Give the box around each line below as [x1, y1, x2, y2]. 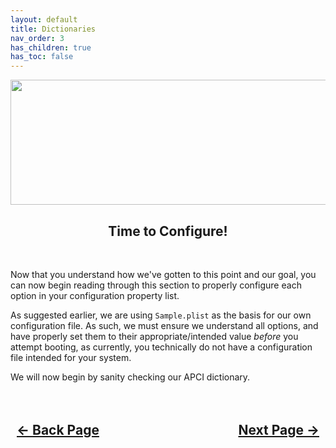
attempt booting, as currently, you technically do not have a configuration [10, 341, 313, 353]
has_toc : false [10, 52, 74, 62]
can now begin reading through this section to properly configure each [10, 279, 302, 291]
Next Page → [238, 422, 320, 439]
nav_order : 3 [10, 33, 65, 43]
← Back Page [16, 422, 100, 439]
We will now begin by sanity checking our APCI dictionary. [10, 371, 251, 383]
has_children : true [10, 42, 92, 53]
